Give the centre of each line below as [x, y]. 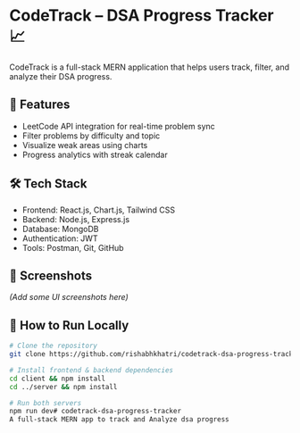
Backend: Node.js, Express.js [76, 219]
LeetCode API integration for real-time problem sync [119, 126]
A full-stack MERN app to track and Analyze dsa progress [119, 420]
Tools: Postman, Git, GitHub [73, 247]
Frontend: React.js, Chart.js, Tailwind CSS [99, 210]
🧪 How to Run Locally [69, 325]
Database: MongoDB [60, 229]
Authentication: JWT [60, 238]
